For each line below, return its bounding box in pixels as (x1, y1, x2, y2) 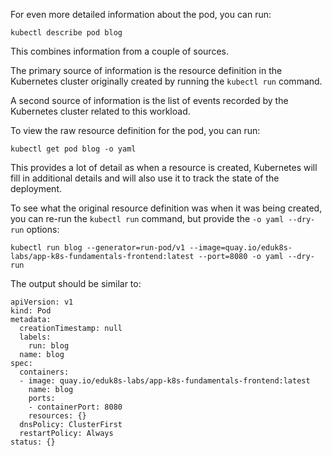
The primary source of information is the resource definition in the (10, 65, 283, 76)
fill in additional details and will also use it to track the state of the (10, 172, 280, 184)
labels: (19, 332, 52, 342)
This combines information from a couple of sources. (10, 45, 229, 57)
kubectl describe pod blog (10, 28, 123, 38)
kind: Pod (10, 306, 52, 316)
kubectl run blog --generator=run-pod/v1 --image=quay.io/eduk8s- (10, 243, 293, 253)
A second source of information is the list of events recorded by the (10, 95, 289, 106)
